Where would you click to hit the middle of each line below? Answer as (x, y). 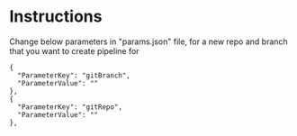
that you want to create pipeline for (74, 50)
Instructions (56, 17)
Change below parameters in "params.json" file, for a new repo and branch (148, 41)
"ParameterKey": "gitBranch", (74, 75)
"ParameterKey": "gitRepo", (70, 107)
